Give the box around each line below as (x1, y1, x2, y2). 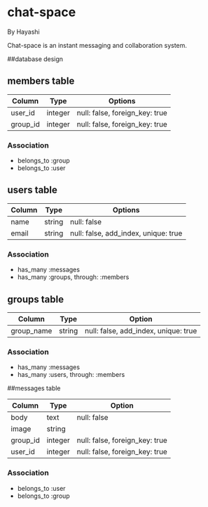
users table (7, 184, 58, 196)
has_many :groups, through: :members (17, 273, 130, 281)
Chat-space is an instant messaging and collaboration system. (7, 41, 188, 49)
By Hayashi (7, 27, 40, 36)
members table (7, 75, 75, 87)
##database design (7, 54, 64, 63)
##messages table (7, 384, 61, 392)
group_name (11, 326, 53, 335)
